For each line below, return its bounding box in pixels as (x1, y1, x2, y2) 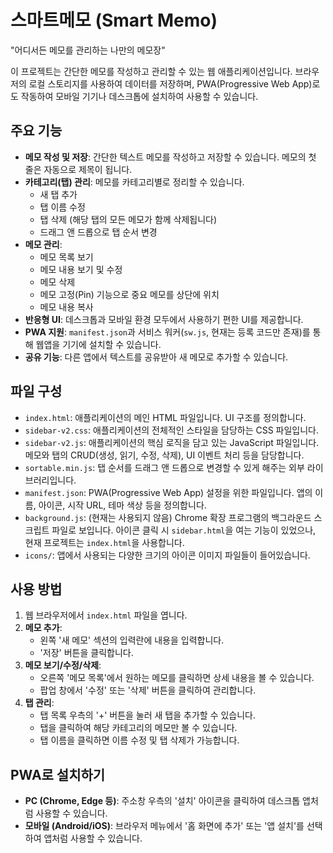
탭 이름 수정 (39, 201, 86, 213)
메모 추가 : (24, 622, 63, 634)
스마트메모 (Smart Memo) (10, 9, 218, 32)
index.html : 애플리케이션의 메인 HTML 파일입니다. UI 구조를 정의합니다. (24, 411, 307, 423)
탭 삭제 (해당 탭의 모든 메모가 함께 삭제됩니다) (39, 213, 218, 225)
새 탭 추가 (39, 188, 78, 200)
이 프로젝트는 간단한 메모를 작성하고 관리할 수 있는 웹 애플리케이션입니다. (10, 65, 293, 77)
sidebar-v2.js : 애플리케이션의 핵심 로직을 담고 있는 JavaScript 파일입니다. (24, 436, 320, 448)
